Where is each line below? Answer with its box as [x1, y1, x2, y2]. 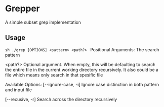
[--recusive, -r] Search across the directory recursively [5, 96, 117, 102]
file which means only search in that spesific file [5, 72, 103, 78]
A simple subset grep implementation [5, 19, 81, 25]
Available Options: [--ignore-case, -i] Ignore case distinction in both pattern [5, 81, 159, 87]
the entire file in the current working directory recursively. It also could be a [5, 67, 159, 72]
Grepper [5, 3, 40, 14]
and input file [5, 87, 32, 93]
